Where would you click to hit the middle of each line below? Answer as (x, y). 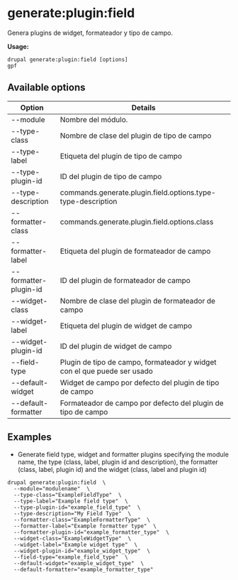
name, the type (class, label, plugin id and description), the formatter (118, 462)
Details (143, 107)
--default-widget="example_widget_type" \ (79, 563)
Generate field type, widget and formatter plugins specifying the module (123, 454)
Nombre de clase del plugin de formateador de (138, 301)
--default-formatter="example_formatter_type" (84, 569)
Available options (47, 88)
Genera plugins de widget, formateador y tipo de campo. (90, 33)
